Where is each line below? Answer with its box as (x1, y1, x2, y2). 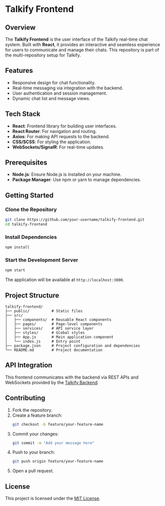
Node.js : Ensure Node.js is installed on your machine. (12, 171, 122, 177)
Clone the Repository (5, 206, 57, 213)
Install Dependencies (5, 233, 57, 240)
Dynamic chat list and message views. (12, 95, 90, 101)
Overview (5, 23, 36, 32)
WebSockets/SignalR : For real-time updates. (12, 144, 105, 150)
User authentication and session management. (12, 90, 108, 96)
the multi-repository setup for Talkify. (5, 52, 81, 58)
